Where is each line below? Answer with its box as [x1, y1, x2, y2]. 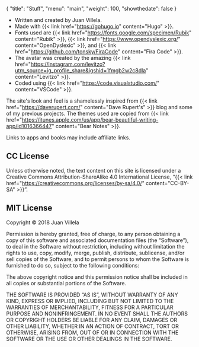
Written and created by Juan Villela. [14, 17, 102, 23]
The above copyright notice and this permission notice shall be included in [6, 273, 188, 281]
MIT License [6, 203, 53, 213]
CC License [6, 151, 49, 161]
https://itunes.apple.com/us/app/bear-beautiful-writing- [21, 116, 159, 123]
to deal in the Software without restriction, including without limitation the [6, 243, 185, 250]
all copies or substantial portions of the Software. [6, 279, 126, 286]
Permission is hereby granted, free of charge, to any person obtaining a [6, 230, 181, 237]
